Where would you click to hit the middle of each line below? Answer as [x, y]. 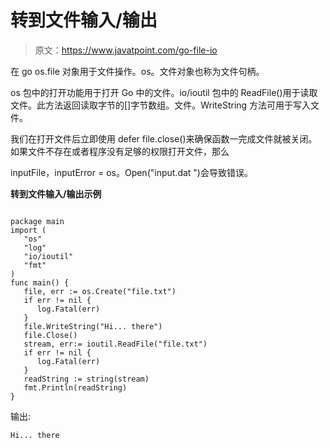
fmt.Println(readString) [75, 387]
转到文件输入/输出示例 [56, 193]
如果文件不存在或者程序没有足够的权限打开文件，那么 [120, 151]
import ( [28, 230]
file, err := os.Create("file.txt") [100, 291]
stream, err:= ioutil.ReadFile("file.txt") [115, 344]
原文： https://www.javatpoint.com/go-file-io [126, 50]
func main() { [40, 282]
